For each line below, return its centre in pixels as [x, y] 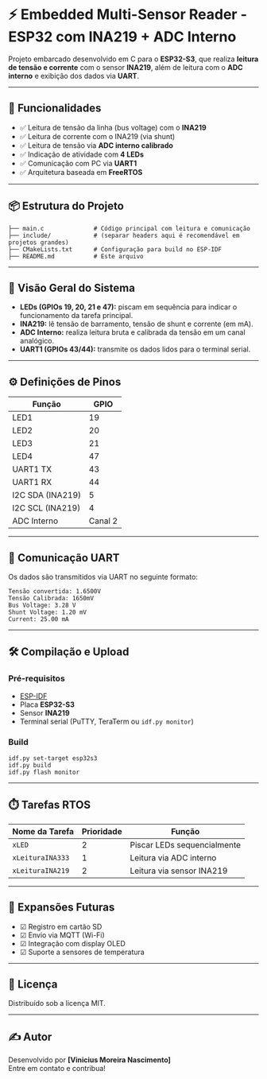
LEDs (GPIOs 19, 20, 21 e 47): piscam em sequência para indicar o [128, 307]
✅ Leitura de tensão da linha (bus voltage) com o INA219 [113, 127]
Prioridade [102, 831]
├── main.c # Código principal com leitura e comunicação [129, 228]
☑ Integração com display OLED [72, 943]
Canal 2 [103, 521]
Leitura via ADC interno [173, 857]
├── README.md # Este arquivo [76, 256]
